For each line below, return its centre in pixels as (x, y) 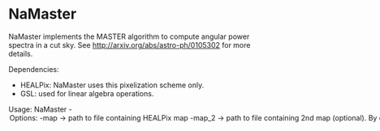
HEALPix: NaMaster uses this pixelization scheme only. (112, 85)
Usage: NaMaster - (40, 109)
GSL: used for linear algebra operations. (87, 93)
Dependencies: (34, 69)
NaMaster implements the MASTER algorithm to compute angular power (129, 36)
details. (21, 53)
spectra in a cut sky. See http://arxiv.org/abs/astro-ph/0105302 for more (130, 44)
